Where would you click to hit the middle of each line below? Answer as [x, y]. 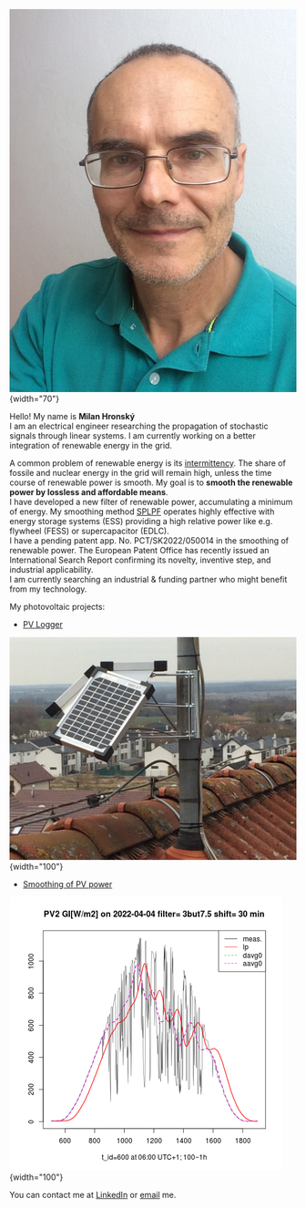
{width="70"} [35, 398]
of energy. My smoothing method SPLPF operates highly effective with [142, 511]
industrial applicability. [51, 569]
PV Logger [43, 624]
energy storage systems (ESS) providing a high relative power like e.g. [141, 521]
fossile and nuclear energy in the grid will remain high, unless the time [141, 473]
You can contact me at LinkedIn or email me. [93, 1195]
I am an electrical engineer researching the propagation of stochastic [139, 426]
